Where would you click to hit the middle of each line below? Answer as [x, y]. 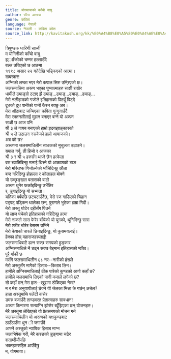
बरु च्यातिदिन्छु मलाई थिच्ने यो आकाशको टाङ [41, 162]
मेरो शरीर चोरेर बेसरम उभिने [27, 225]
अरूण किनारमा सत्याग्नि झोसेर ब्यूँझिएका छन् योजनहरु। [50, 305]
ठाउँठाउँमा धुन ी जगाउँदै [25, 323]
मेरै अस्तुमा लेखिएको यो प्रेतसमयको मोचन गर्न [40, 311]
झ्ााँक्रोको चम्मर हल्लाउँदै [26, 59]
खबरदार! [12, 77]
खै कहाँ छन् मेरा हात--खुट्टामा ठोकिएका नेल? [40, 282]
